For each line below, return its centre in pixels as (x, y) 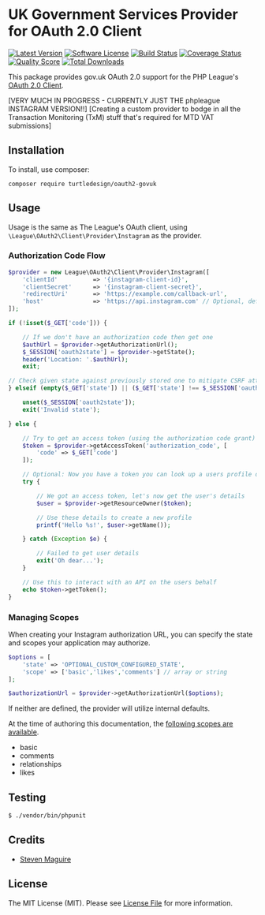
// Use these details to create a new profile (114, 517)
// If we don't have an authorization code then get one (118, 337)
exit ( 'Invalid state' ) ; (62, 409)
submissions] (30, 125)
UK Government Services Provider (123, 15)
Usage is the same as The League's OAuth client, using (98, 227)
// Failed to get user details (88, 554)
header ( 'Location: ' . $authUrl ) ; (75, 359)
